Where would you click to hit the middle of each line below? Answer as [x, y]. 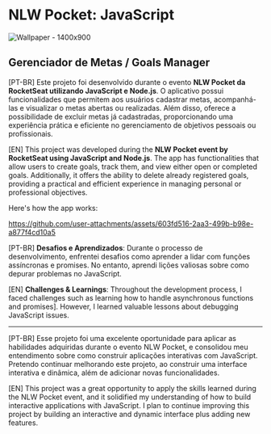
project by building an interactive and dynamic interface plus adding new [129, 414]
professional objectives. [48, 192]
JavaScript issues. [39, 315]
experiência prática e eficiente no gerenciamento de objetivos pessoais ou [132, 125]
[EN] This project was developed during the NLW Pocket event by [118, 149]
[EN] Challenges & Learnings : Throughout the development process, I [125, 289]
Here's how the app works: [53, 208]
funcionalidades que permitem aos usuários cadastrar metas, [110, 99]
